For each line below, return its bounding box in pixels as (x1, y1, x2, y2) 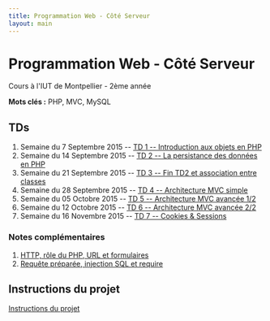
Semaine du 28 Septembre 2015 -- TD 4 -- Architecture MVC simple (19, 185, 249, 195)
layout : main (8, 20, 53, 28)
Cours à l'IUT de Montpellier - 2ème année (8, 81, 152, 91)
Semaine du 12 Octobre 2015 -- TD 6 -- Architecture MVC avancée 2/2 (19, 202, 257, 212)
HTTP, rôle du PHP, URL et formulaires (19, 249, 149, 260)
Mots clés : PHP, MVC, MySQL (8, 97, 111, 106)
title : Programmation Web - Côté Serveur (8, 11, 151, 20)
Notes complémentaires (8, 232, 105, 243)
